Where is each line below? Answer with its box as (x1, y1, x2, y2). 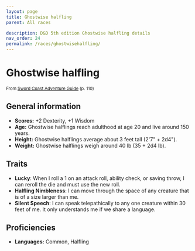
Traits (6, 159, 28, 169)
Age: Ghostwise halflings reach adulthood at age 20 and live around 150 (14, 123, 189, 130)
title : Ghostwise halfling (6, 14, 72, 20)
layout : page (6, 8, 38, 15)
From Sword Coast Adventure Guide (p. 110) (6, 86, 94, 91)
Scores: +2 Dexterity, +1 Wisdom (14, 117, 95, 124)
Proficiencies (6, 222, 56, 232)
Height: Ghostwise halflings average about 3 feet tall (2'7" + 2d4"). (14, 135, 177, 143)
